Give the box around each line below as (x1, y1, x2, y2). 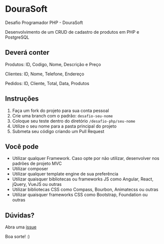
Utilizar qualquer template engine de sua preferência (12, 171, 118, 177)
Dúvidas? (5, 211, 35, 220)
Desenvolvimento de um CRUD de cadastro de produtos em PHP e (5, 29, 140, 35)
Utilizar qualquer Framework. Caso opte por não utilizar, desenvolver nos (12, 155, 160, 161)
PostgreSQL (5, 34, 29, 40)
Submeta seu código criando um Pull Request (12, 128, 104, 134)
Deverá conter (5, 48, 50, 57)
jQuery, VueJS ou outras (12, 181, 62, 187)
